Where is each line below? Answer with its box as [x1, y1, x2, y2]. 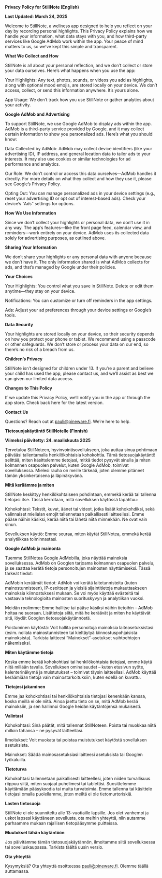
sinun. [5, 522, 17, 527]
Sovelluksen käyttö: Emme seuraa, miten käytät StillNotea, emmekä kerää [5, 531, 151, 537]
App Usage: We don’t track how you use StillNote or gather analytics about [5, 97, 154, 103]
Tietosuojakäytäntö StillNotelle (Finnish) [5, 428, 88, 434]
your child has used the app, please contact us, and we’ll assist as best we [5, 370, 154, 376]
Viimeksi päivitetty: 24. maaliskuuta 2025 [5, 438, 91, 443]
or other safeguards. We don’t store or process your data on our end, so [5, 341, 149, 347]
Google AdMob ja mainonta [5, 545, 61, 551]
